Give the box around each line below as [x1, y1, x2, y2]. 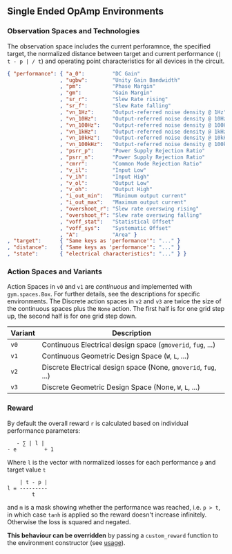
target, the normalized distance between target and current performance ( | [7, 49, 222, 57]
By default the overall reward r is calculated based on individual [7, 419, 188, 427]
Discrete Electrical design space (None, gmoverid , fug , [41, 363, 217, 373]
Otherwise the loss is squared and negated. [7, 517, 131, 526]
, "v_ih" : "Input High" [59, 173, 150, 180]
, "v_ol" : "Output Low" [59, 179, 150, 186]
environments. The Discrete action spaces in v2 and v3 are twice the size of [7, 297, 222, 305]
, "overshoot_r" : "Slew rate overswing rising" [59, 206, 199, 213]
